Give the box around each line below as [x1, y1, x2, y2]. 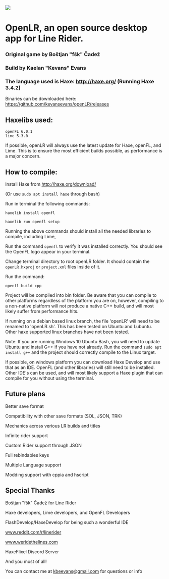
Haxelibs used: [5, 116, 53, 124]
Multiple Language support [5, 462, 62, 468]
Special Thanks [5, 486, 55, 495]
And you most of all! [5, 558, 47, 564]
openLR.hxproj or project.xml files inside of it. [5, 264, 101, 270]
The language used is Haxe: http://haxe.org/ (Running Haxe [5, 78, 154, 85]
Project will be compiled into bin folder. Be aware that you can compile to [5, 292, 157, 298]
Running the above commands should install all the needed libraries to [5, 228, 151, 234]
